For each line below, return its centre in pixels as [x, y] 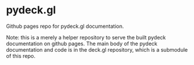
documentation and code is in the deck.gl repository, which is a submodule [97, 49]
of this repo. [21, 56]
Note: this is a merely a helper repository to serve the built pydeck [86, 37]
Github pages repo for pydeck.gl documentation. [65, 26]
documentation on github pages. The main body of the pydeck [82, 44]
